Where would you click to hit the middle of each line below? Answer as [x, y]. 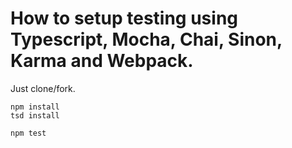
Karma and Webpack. [102, 61]
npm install [35, 107]
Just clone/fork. [43, 88]
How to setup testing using [124, 18]
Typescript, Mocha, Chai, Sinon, [146, 39]
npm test [28, 133]
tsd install [35, 115]
